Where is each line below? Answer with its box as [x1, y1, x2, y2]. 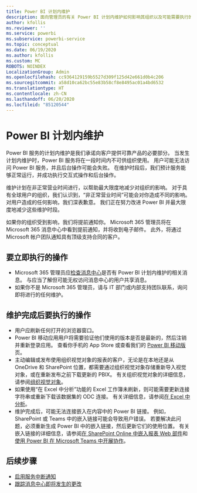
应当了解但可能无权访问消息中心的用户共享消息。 [31, 276, 150, 283]
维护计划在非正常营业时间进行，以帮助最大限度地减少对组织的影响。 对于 [6, 184, 182, 191]
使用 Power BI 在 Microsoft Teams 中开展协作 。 [14, 437, 129, 445]
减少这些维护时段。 [16, 206, 63, 213]
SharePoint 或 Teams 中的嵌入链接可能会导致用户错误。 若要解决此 [14, 415, 176, 422]
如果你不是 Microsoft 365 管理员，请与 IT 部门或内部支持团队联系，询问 [14, 284, 188, 291]
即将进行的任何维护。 [14, 291, 66, 298]
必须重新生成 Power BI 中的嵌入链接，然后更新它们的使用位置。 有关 [25, 422, 190, 430]
